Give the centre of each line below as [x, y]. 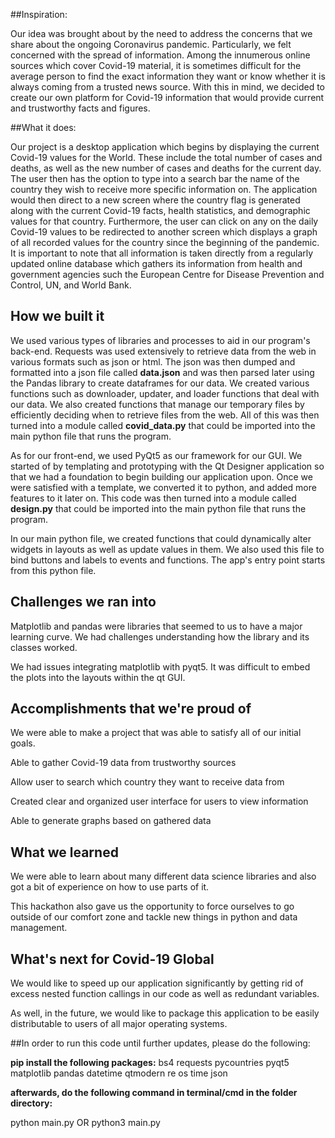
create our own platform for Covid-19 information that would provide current [167, 97]
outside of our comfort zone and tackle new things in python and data [154, 917]
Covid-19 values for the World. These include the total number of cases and [166, 157]
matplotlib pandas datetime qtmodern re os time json [119, 1073]
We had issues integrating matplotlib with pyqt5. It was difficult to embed [160, 666]
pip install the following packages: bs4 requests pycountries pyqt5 [150, 1063]
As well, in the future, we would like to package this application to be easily [165, 1013]
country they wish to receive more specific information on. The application [164, 189]
